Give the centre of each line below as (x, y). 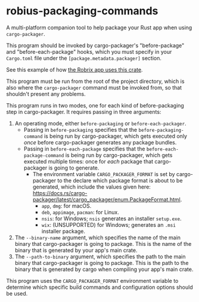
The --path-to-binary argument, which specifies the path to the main (100, 256)
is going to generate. (74, 168)
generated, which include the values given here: (91, 187)
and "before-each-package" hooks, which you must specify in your (89, 51)
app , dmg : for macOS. (66, 206)
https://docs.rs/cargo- (60, 193)
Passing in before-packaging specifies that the (80, 130)
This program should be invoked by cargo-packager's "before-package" (95, 45)
